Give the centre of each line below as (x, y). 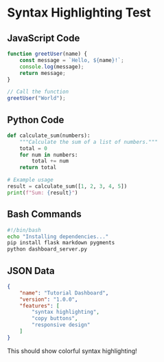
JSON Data (31, 271)
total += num (50, 161)
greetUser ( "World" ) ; (37, 98)
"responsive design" (61, 325)
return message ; (43, 73)
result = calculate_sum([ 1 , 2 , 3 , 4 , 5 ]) (67, 187)
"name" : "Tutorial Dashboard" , (64, 293)
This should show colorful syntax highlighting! (72, 351)
